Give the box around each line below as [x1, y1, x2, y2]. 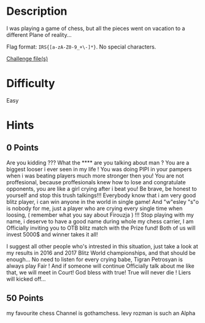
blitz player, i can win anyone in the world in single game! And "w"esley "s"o [6, 198, 199, 205]
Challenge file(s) [6, 55, 48, 62]
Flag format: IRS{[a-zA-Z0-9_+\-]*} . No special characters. [6, 43, 157, 50]
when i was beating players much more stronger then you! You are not [6, 172, 184, 179]
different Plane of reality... [6, 31, 72, 38]
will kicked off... [6, 275, 46, 282]
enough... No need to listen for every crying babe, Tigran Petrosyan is [6, 255, 183, 263]
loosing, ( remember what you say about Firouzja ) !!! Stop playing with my [6, 211, 195, 219]
